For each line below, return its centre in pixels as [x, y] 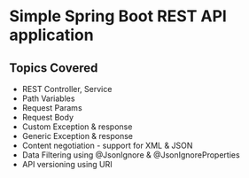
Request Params [52, 108]
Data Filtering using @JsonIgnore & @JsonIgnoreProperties [131, 155]
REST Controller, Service [67, 89]
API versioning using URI [67, 164]
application [52, 35]
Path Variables [48, 98]
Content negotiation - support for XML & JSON [107, 145]
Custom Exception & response [77, 127]
